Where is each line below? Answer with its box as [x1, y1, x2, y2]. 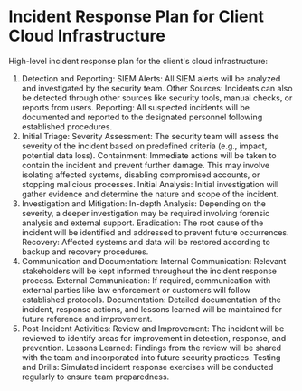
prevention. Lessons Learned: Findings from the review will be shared [21, 342, 282, 353]
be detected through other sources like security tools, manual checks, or [21, 92, 293, 103]
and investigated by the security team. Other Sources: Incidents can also [21, 82, 293, 93]
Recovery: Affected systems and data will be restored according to [21, 236, 270, 247]
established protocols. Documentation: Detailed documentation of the [21, 294, 281, 305]
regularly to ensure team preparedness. [21, 371, 170, 382]
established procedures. [21, 120, 113, 132]
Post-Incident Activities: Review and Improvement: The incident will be [21, 323, 285, 334]
